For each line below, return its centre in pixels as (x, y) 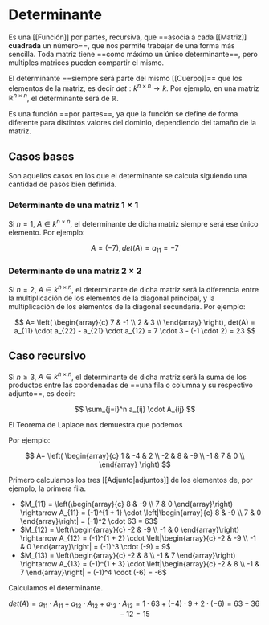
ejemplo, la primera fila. (47, 488)
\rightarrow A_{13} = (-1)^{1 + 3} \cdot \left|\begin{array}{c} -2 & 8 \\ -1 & (139, 564)
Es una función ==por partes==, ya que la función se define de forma (123, 114)
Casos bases (41, 156)
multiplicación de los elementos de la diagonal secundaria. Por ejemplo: (127, 306)
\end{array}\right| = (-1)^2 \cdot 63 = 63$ (89, 521)
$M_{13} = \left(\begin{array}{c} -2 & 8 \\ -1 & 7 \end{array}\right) (128, 555)
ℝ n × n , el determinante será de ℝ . (63, 97)
